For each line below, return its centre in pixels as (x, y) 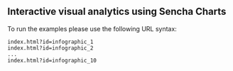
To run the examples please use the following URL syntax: (92, 28)
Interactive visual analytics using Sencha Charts (117, 12)
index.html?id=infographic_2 (50, 48)
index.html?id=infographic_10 (52, 60)
